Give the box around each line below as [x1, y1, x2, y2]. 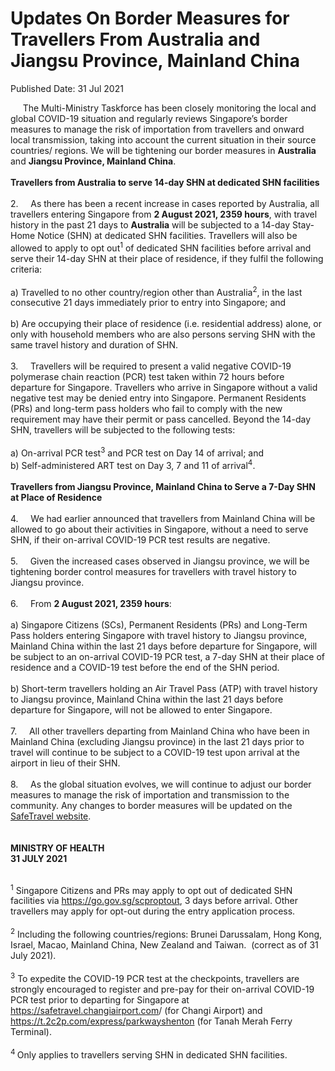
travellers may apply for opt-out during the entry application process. [10, 905, 296, 917]
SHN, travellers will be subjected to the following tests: [10, 424, 236, 436]
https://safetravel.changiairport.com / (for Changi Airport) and [10, 1004, 263, 1016]
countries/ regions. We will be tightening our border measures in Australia [10, 144, 317, 156]
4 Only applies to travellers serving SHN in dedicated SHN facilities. [10, 1047, 288, 1061]
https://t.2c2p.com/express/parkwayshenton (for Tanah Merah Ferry [10, 1015, 293, 1027]
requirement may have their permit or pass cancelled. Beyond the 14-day [10, 413, 312, 426]
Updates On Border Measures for [10, 7, 290, 30]
